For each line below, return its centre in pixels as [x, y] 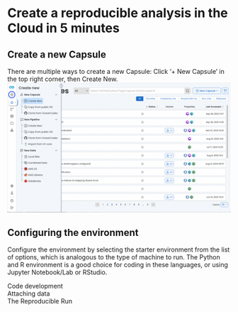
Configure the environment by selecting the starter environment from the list [119, 249]
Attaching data [29, 294]
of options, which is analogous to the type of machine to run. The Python [114, 257]
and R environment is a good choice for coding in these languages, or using [118, 265]
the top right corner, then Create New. [63, 79]
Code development [35, 286]
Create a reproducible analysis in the [118, 13]
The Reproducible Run [40, 301]
